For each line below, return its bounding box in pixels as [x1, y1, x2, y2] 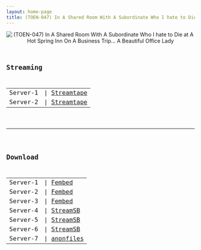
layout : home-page [6, 8, 52, 15]
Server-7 [9, 234, 39, 242]
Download [6, 153, 39, 161]
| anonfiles [44, 234, 84, 242]
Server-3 [9, 197, 39, 205]
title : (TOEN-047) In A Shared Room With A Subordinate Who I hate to [6, 14, 186, 20]
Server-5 [9, 216, 39, 224]
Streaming [6, 63, 43, 72]
